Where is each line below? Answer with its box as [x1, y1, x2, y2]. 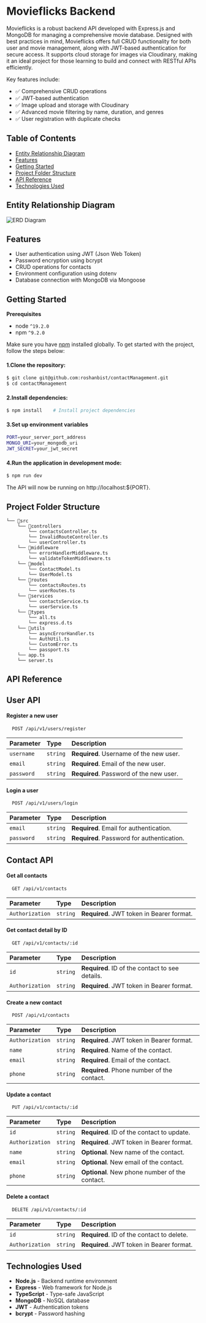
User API [6, 695, 41, 705]
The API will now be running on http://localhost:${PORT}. [6, 484, 151, 492]
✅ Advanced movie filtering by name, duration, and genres [15, 108, 164, 115]
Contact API [6, 855, 53, 865]
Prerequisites [6, 310, 42, 318]
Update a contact [6, 1090, 51, 1098]
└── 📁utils [17, 625, 45, 631]
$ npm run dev [6, 472, 43, 479]
